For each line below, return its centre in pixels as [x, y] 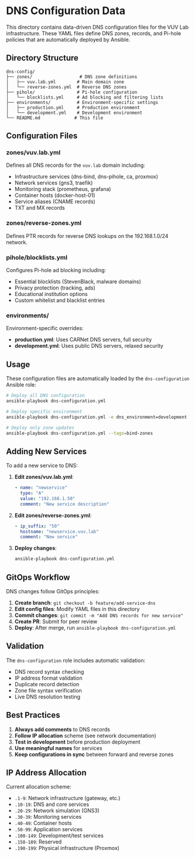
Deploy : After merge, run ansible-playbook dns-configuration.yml [95, 628]
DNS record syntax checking [49, 671]
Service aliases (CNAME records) [55, 201]
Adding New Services [46, 451]
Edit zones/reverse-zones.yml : [53, 515]
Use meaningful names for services [58, 748]
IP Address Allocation [46, 773]
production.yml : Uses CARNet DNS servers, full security [83, 340]
